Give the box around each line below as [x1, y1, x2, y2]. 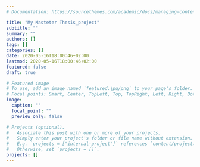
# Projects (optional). [6, 124, 65, 130]
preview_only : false [11, 113, 62, 119]
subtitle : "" [6, 25, 39, 31]
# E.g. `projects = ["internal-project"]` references [6, 141, 148, 147]
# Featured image [6, 80, 49, 86]
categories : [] [6, 47, 44, 54]
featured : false [6, 64, 46, 70]
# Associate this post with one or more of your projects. [6, 129, 161, 136]
